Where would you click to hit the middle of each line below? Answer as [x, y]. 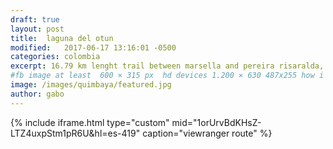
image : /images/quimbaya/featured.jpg [91, 85]
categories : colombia [55, 57]
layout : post [37, 29]
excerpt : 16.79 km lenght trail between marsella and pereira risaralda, [167, 66]
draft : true [35, 19]
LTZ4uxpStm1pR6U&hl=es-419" [75, 133]
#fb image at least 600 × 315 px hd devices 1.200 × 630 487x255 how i [167, 76]
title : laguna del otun [62, 38]
